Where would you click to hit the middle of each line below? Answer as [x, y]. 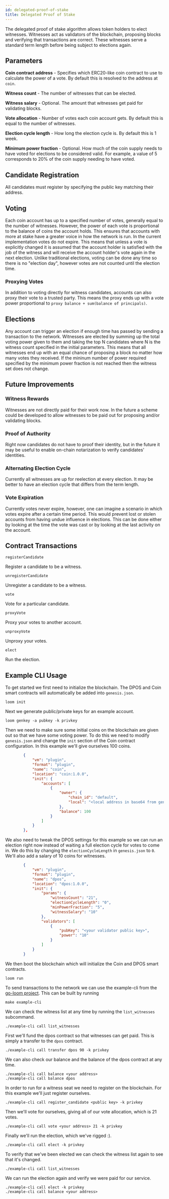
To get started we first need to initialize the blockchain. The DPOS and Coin [83, 687]
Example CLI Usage [36, 675]
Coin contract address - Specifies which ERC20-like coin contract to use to [84, 73]
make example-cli [23, 1002]
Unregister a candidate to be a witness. [46, 585]
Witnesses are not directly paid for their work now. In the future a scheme [81, 410]
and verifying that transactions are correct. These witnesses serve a [76, 40]
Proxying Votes [24, 281]
